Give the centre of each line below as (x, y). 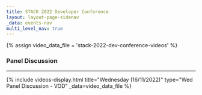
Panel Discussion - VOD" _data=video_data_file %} (69, 86)
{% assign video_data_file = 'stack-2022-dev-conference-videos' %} (92, 45)
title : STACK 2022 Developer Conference (58, 12)
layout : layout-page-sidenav (43, 17)
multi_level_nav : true (35, 28)
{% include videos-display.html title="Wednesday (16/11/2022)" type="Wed (100, 79)
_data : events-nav (29, 23)
